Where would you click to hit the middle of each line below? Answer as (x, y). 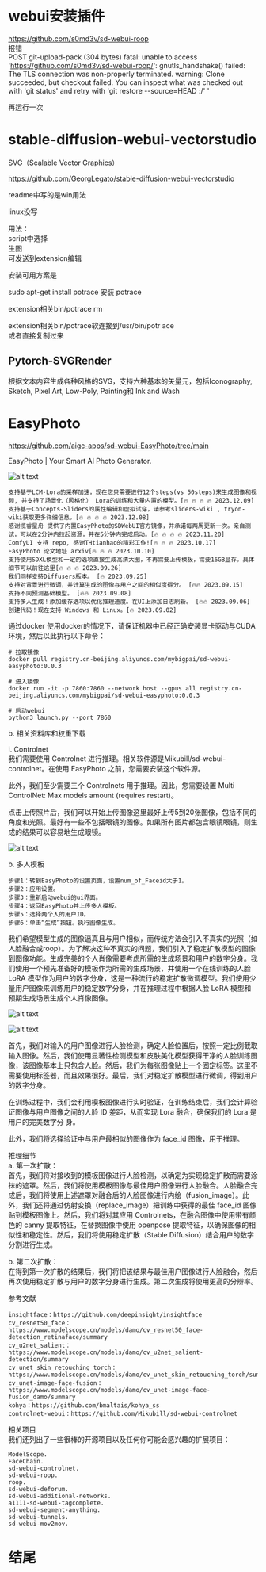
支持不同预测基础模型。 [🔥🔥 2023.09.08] (70, 593)
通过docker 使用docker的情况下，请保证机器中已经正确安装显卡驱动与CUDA (132, 625)
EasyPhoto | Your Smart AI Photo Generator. (80, 461)
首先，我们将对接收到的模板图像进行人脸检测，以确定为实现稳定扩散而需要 (129, 1175)
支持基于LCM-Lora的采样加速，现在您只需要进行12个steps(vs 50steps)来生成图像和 (130, 492)
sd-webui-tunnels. (38, 1517)
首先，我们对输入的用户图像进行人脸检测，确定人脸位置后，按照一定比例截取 (133, 1045)
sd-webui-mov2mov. (38, 1524)
